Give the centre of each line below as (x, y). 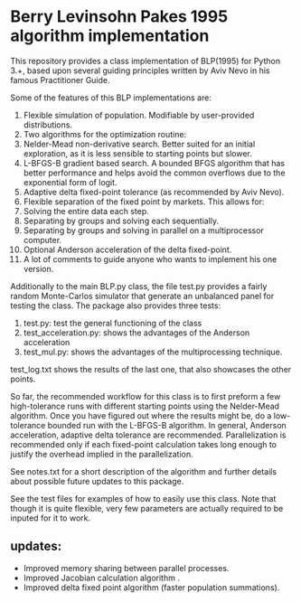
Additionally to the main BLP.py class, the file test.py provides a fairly (139, 286)
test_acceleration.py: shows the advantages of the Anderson (136, 333)
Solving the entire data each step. (86, 211)
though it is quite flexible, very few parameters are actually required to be (147, 508)
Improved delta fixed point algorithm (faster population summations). (151, 587)
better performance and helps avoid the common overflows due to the (154, 173)
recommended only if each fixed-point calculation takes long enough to (144, 444)
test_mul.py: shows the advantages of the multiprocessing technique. (153, 352)
